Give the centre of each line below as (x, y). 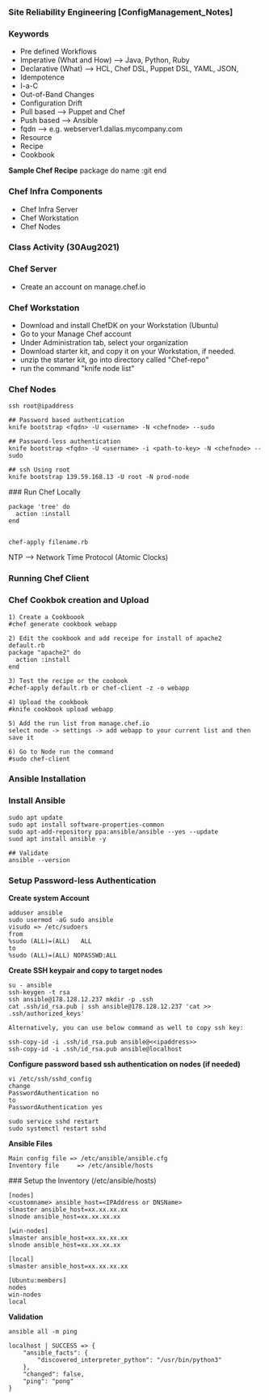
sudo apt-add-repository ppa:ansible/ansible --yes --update (113, 832)
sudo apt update (36, 817)
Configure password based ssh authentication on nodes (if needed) (124, 1065)
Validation (26, 1317)
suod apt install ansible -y (57, 839)
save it (21, 737)
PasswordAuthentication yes (56, 1108)
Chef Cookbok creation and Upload (79, 600)
